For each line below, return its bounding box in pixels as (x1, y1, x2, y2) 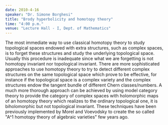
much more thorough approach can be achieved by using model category (5, 87, 158, 93)
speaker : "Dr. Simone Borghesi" (5, 12, 73, 17)
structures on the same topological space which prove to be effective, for (5, 71, 157, 77)
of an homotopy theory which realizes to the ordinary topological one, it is (5, 98, 158, 104)
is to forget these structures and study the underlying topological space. (5, 50, 154, 56)
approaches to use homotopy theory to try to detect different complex (5, 66, 150, 72)
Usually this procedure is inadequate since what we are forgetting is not (5, 55, 154, 61)
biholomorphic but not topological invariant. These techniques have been (5, 103, 156, 109)
